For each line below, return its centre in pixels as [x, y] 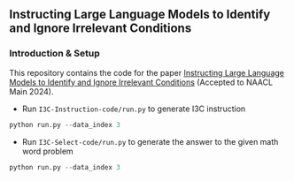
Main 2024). [31, 91]
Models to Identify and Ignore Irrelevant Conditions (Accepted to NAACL [141, 82]
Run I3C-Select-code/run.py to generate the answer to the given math [150, 141]
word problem [47, 151]
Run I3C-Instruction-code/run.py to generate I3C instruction [134, 109]
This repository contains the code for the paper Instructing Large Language [147, 72]
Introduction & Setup [54, 54]
